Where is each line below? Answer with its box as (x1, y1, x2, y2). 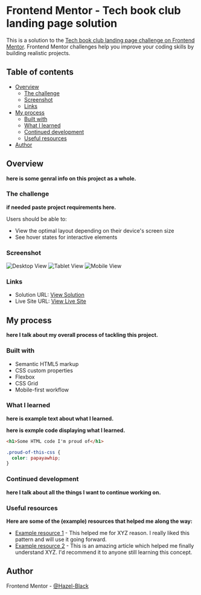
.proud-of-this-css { (6, 449, 61, 455)
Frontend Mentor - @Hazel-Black (6, 582, 89, 590)
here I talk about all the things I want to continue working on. (6, 488, 161, 496)
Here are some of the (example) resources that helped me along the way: (6, 517, 193, 525)
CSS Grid (14, 379, 38, 387)
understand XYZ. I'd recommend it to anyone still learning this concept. (14, 548, 193, 556)
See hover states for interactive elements (14, 233, 118, 241)
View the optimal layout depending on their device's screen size (14, 227, 174, 234)
